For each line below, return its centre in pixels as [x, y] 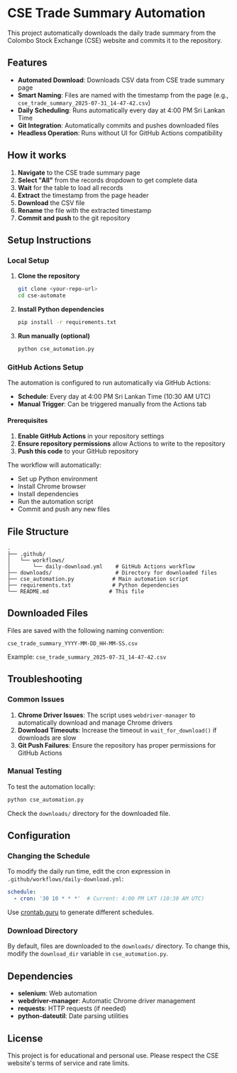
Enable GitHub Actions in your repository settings [91, 436]
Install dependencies [48, 494]
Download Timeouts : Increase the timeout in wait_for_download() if [117, 730]
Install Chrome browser [52, 486]
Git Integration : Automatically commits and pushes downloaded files [118, 125]
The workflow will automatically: [54, 465]
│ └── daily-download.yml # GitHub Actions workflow [101, 567]
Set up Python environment [57, 479]
